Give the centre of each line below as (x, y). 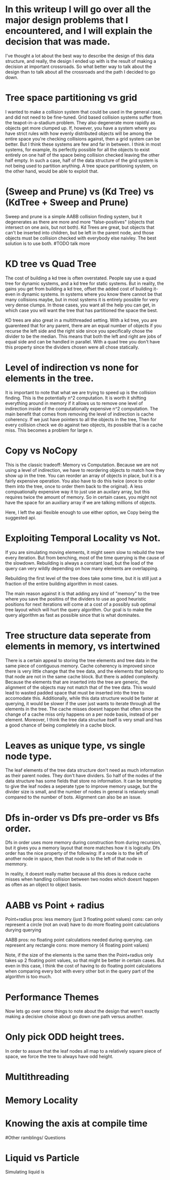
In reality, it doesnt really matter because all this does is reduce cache (78, 874)
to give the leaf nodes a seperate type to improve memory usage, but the (81, 786)
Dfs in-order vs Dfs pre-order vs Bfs (82, 818)
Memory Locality (42, 1100)
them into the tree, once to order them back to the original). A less (74, 486)
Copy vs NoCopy (41, 450)
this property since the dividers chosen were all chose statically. (72, 347)
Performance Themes (52, 997)
